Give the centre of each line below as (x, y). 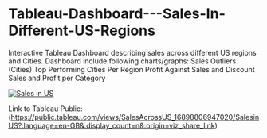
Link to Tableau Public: (45, 109)
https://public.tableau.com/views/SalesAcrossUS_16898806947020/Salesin (135, 117)
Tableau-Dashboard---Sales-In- (117, 14)
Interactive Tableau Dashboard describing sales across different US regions (132, 52)
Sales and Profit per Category (57, 78)
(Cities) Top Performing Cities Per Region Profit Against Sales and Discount (132, 69)
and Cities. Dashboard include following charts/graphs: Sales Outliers (122, 61)
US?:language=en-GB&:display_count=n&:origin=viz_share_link (112, 125)
